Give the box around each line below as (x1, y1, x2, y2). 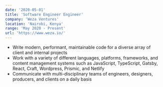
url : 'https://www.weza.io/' (5, 30, 66, 35)
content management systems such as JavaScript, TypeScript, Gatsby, (12, 60, 158, 66)
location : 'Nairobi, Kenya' (5, 21, 64, 26)
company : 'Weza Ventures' (5, 16, 59, 21)
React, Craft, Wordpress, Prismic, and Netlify (12, 65, 105, 71)
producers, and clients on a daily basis (12, 76, 92, 82)
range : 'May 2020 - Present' (5, 26, 66, 31)
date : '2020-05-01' (5, 7, 46, 12)
